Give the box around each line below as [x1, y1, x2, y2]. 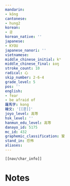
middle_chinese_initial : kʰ [5, 57, 62, 62]
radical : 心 [5, 71, 28, 75]
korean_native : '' [5, 35, 42, 39]
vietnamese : [5, 52, 29, 57]
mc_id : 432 [5, 130, 27, 134]
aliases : [5, 143, 23, 148]
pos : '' [5, 84, 21, 89]
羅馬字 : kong [5, 102, 29, 107]
